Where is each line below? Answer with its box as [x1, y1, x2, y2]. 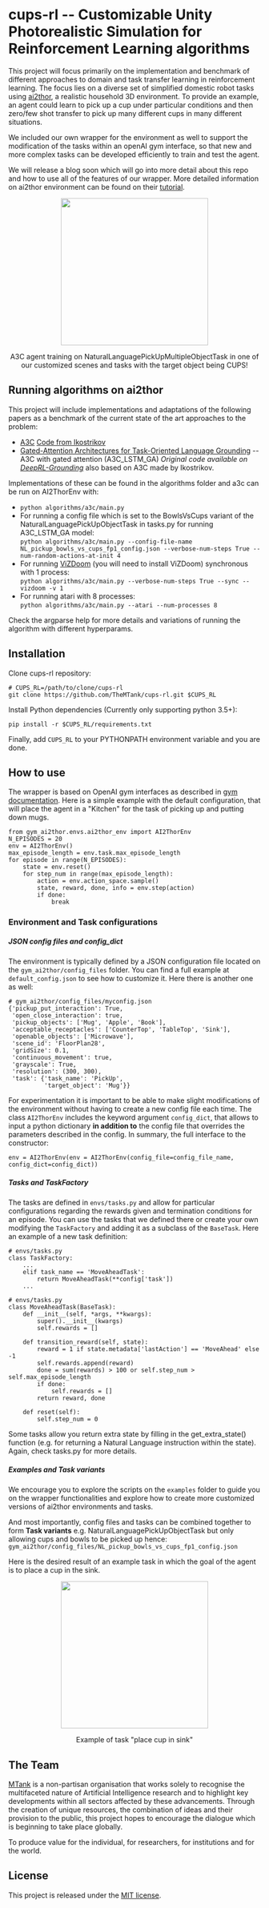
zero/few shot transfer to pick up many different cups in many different [8, 108, 243, 118]
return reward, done [37, 1394, 106, 1402]
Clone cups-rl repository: [8, 668, 92, 678]
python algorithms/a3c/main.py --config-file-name [19, 538, 193, 546]
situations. [8, 117, 42, 126]
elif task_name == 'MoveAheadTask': [22, 1269, 146, 1277]
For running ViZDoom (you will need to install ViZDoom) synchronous [19, 559, 249, 568]
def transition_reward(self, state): [22, 1338, 149, 1346]
